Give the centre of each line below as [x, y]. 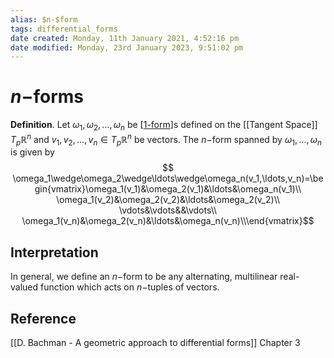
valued [24, 287]
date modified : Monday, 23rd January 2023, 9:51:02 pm [127, 47]
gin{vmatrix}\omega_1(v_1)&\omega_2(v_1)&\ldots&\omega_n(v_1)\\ [168, 189]
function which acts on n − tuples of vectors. [130, 287]
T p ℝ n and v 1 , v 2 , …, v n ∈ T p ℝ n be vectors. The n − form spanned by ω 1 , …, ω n [166, 139]
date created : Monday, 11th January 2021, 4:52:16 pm [125, 38]
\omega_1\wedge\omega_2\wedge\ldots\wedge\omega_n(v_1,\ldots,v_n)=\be [168, 178]
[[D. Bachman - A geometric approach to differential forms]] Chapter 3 [155, 343]
